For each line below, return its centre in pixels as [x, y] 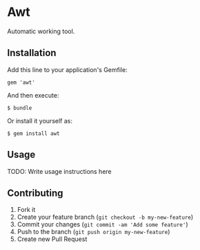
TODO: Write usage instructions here [59, 171]
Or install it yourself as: [40, 120]
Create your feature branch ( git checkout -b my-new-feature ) [105, 217]
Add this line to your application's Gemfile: [67, 69]
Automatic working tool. [41, 31]
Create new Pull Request [52, 239]
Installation [32, 53]
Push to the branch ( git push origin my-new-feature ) [93, 232]
